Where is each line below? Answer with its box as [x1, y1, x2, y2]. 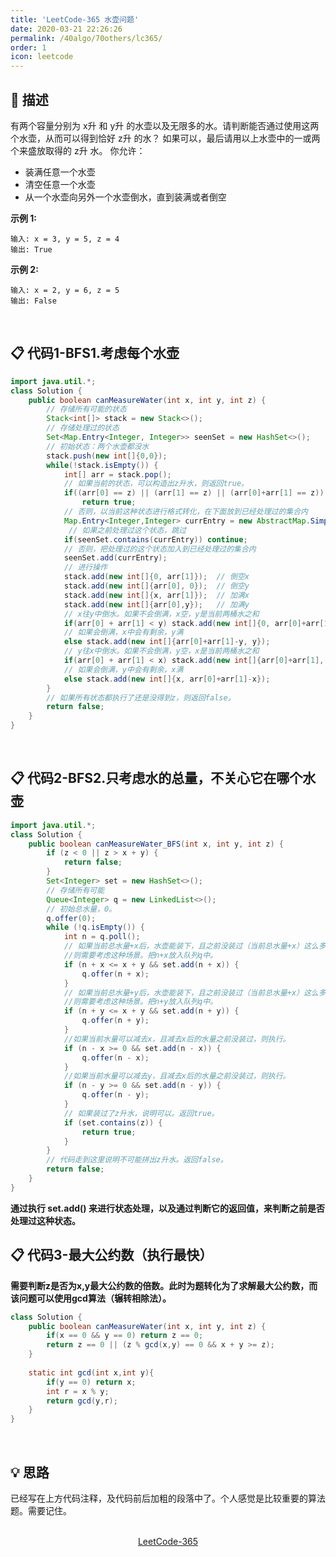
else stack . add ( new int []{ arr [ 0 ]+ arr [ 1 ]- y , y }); [63, 637, 271, 647]
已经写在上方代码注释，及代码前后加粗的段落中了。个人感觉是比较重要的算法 [10, 1492, 326, 1504]
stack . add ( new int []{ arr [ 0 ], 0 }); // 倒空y [63, 581, 250, 591]
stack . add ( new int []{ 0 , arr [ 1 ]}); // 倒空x [63, 572, 250, 582]
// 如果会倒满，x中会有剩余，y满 [63, 627, 184, 638]
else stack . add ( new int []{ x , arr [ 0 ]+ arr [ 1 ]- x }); [63, 674, 271, 684]
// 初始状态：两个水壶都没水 [46, 441, 150, 451]
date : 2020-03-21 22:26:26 [10, 24, 123, 34]
